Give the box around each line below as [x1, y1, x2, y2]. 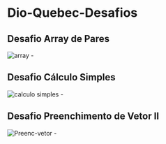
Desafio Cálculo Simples [7, 71, 116, 83]
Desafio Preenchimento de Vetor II [7, 110, 159, 122]
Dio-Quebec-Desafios [7, 5, 138, 21]
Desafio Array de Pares [7, 33, 110, 45]
